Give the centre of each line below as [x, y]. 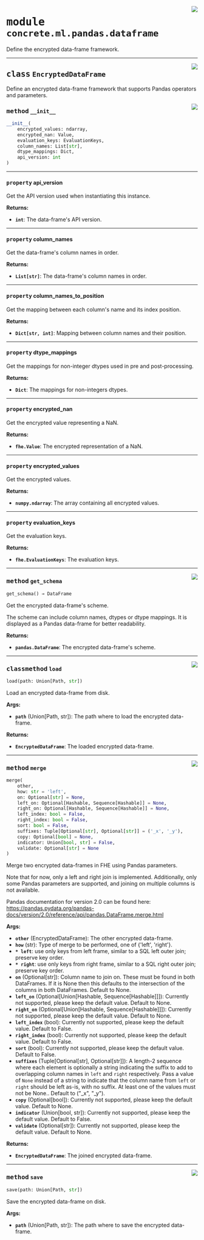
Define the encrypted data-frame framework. [63, 49]
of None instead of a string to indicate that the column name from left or [105, 1080]
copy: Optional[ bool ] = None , [56, 837]
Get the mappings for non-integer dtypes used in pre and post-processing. [100, 366]
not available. [23, 890]
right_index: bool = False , [53, 820]
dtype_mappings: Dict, [46, 152]
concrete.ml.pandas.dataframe [83, 34]
